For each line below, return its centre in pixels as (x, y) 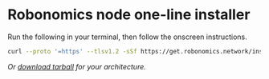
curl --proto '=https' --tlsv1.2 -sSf (72, 51)
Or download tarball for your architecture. (77, 66)
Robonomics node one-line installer (129, 15)
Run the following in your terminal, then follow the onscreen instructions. (128, 37)
